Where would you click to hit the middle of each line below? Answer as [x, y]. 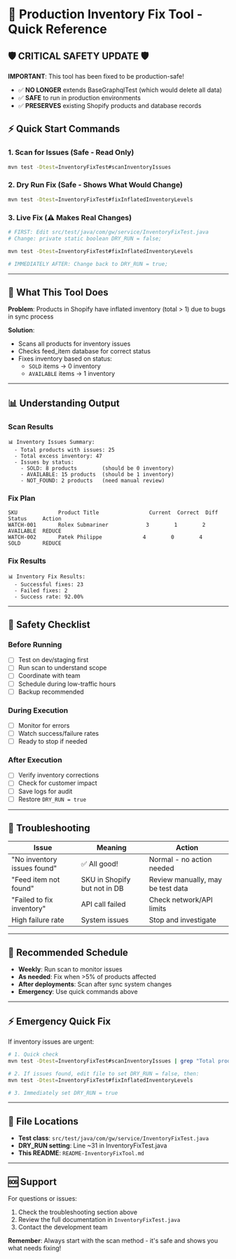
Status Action [35, 519]
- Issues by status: [44, 462]
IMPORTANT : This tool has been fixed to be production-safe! [96, 76]
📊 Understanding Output [64, 403]
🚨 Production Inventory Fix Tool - [105, 14]
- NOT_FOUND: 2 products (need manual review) [93, 481]
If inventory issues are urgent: [51, 1042]
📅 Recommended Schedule [68, 952]
